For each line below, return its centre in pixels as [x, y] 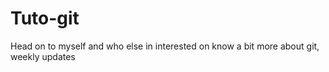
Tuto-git [45, 18]
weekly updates [43, 56]
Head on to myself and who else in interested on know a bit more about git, [165, 46]
